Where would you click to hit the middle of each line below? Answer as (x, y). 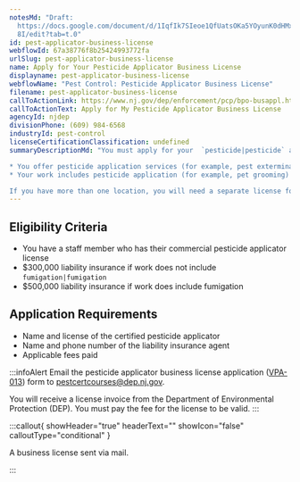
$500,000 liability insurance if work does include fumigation (133, 287)
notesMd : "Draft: (42, 17)
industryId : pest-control (57, 134)
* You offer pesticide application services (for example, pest (131, 166)
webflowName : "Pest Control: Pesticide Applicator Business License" (142, 84)
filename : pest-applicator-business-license (93, 92)
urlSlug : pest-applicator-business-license (92, 59)
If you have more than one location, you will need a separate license (145, 191)
